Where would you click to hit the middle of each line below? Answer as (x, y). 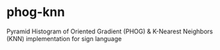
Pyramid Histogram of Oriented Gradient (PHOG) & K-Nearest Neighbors (110, 31)
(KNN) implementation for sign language (64, 38)
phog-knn (36, 12)
